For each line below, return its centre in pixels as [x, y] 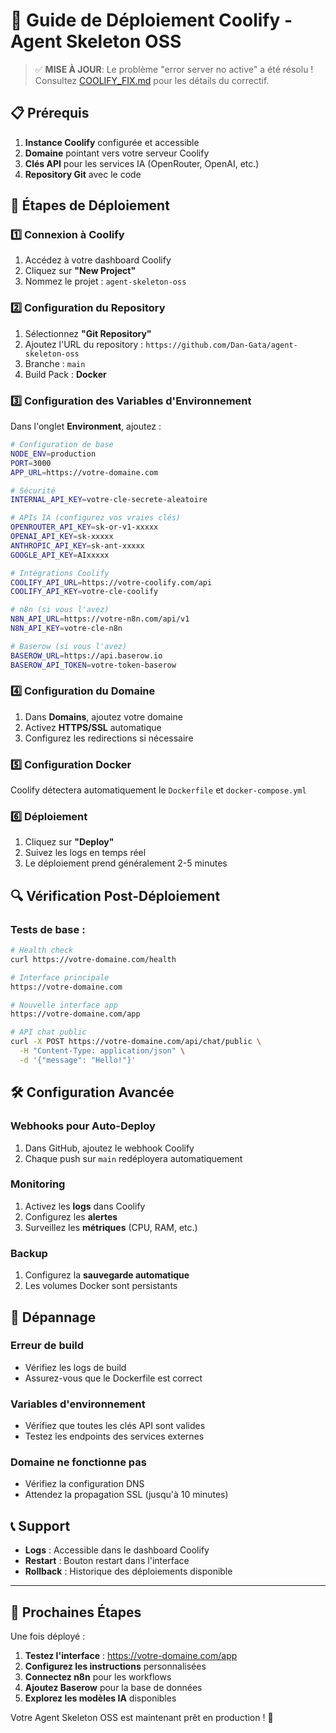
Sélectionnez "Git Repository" [88, 333]
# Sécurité [33, 490]
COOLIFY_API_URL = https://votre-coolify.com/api [111, 582]
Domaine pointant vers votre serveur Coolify [117, 153]
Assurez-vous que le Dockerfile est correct [113, 1378]
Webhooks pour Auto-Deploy [83, 1126]
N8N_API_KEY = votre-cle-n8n [66, 629]
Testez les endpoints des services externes [114, 1436]
